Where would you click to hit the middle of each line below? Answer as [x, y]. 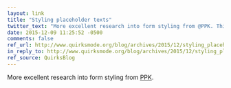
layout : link [26, 13]
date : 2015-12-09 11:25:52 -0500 [55, 32]
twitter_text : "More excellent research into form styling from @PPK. [110, 26]
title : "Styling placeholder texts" [59, 20]
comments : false [30, 39]
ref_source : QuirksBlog [41, 58]
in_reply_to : [26, 52]
